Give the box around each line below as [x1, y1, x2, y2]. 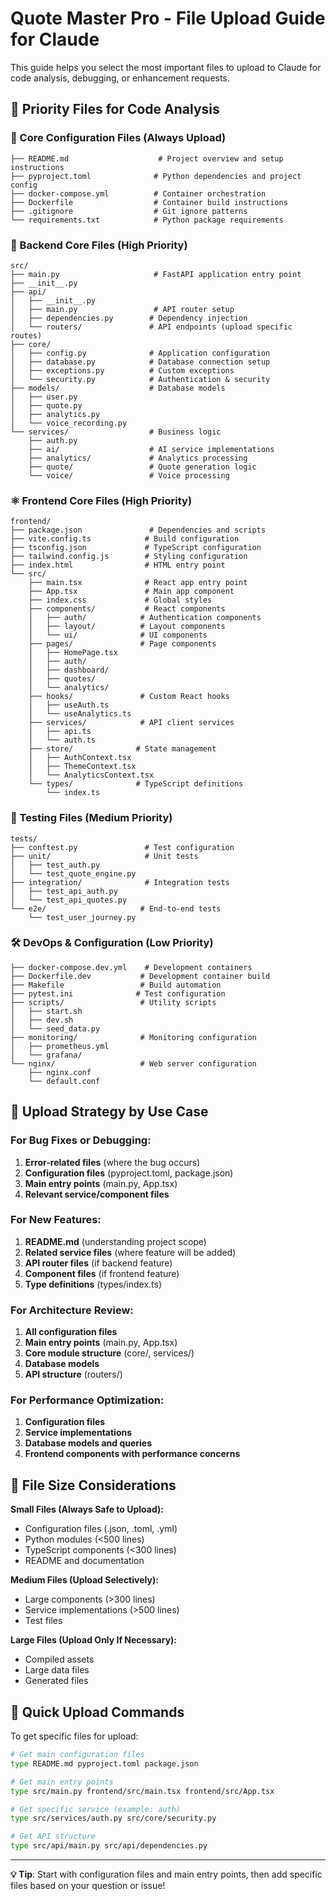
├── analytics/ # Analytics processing [28, 453, 248, 463]
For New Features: [10, 1213, 102, 1227]
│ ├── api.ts [28, 727, 92, 737]
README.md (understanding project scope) [24, 1235, 207, 1247]
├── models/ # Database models [10, 383, 226, 393]
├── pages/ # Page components [28, 639, 217, 649]
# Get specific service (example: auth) [10, 1804, 182, 1814]
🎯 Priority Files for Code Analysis [10, 101, 220, 118]
